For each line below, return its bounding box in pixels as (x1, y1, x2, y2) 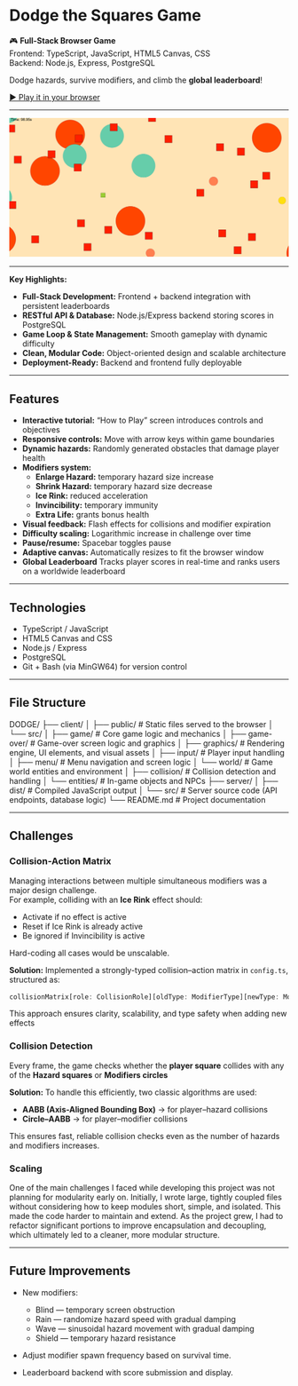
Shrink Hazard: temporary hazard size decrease (35, 481, 213, 492)
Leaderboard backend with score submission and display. (21, 1366, 233, 1377)
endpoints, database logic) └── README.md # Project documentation (9, 794, 266, 804)
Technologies (9, 600, 87, 615)
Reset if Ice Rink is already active (21, 921, 144, 931)
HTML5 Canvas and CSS (21, 633, 114, 644)
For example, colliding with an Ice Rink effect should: (9, 894, 203, 905)
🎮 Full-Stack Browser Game (9, 35, 116, 45)
